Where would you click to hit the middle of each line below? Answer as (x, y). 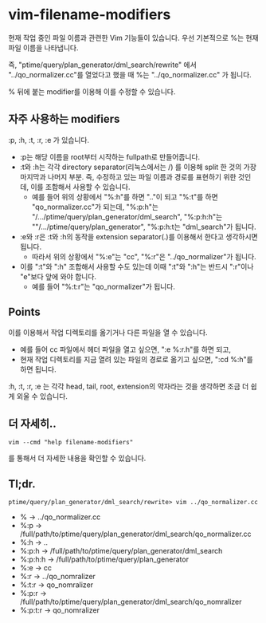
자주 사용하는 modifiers (64, 119)
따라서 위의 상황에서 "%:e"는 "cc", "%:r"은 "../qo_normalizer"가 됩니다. (144, 256)
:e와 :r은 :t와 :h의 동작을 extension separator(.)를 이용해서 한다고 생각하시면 (139, 236)
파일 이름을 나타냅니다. (43, 47)
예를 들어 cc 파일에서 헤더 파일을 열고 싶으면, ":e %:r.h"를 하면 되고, (125, 349)
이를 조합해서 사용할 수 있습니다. (80, 187)
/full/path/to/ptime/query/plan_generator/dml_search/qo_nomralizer (131, 602)
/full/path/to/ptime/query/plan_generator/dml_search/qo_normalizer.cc (136, 534)
